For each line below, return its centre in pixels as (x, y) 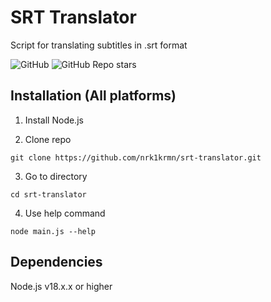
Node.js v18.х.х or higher (61, 286)
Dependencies (56, 262)
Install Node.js (54, 120)
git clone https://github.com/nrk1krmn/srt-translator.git (136, 157)
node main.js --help (53, 231)
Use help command (65, 213)
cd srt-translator (48, 194)
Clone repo (48, 139)
